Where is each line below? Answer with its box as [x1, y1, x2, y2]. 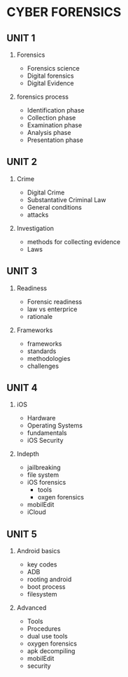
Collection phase [27, 113, 76, 122]
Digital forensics [27, 71, 74, 80]
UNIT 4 [6, 382, 38, 394]
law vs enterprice [27, 305, 78, 313]
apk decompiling [27, 647, 76, 655]
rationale [27, 312, 53, 320]
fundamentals [27, 429, 67, 437]
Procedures [27, 625, 61, 633]
